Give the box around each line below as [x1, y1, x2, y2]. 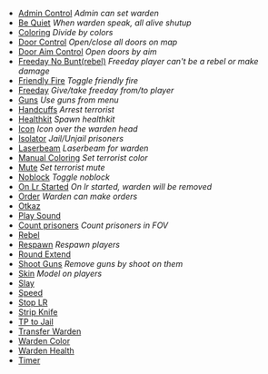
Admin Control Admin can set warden [17, 8, 159, 18]
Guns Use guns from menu [17, 94, 120, 105]
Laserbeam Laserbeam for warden [17, 143, 149, 153]
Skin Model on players [17, 268, 103, 279]
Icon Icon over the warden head [17, 123, 138, 134]
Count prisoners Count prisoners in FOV [17, 220, 169, 231]
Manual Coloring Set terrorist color [17, 153, 148, 162]
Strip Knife [17, 307, 58, 317]
